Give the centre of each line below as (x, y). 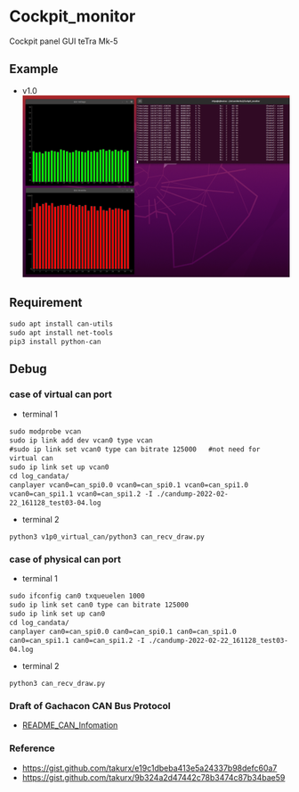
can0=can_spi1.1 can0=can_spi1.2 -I (77, 640)
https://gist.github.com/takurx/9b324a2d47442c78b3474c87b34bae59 (154, 777)
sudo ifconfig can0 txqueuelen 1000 (77, 596)
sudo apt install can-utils (61, 324)
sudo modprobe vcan (45, 431)
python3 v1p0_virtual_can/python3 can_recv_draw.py (107, 537)
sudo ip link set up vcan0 (59, 467)
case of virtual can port (61, 394)
